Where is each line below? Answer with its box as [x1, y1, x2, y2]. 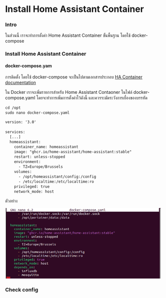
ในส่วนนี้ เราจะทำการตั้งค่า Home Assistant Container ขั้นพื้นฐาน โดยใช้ [5, 32, 131, 38]
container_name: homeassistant [14, 144, 79, 149]
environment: [14, 159, 41, 164]
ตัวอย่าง [5, 198, 18, 204]
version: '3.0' [5, 119, 37, 125]
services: [5, 129, 26, 135]
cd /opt [5, 105, 21, 110]
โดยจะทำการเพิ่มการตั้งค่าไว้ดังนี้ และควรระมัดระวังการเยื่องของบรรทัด [36, 94, 148, 100]
